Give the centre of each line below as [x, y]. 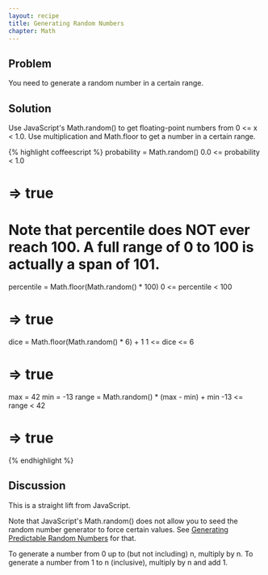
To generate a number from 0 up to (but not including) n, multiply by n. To [131, 553]
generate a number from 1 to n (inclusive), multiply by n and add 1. [118, 562]
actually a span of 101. [84, 264]
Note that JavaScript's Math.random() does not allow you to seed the [123, 521]
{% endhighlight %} [41, 460]
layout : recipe [34, 16]
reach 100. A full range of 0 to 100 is [131, 248]
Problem [30, 63]
